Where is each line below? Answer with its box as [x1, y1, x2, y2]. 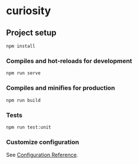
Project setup [6, 28, 57, 38]
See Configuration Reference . [6, 152, 78, 159]
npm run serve [6, 70, 41, 76]
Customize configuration [6, 137, 80, 146]
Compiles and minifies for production [6, 84, 115, 92]
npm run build [6, 97, 41, 103]
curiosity [6, 4, 51, 18]
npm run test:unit [6, 124, 51, 130]
